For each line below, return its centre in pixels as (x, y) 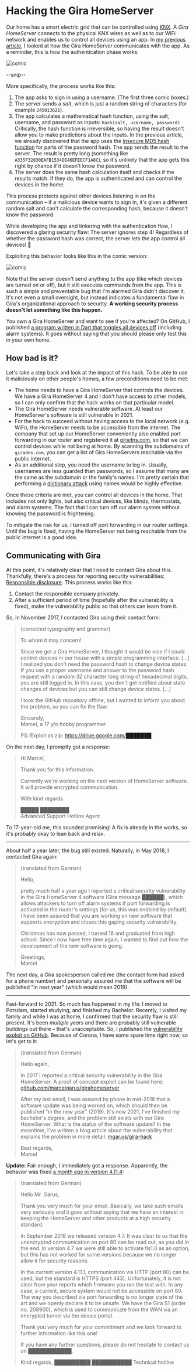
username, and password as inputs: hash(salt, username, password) (97, 122)
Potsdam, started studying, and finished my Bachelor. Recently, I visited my (97, 1010)
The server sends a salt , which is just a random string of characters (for (101, 103)
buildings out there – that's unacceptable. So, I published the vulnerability (94, 1029)
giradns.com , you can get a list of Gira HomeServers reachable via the (98, 452)
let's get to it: (22, 1041)
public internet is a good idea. (42, 537)
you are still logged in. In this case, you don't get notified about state (103, 682)
